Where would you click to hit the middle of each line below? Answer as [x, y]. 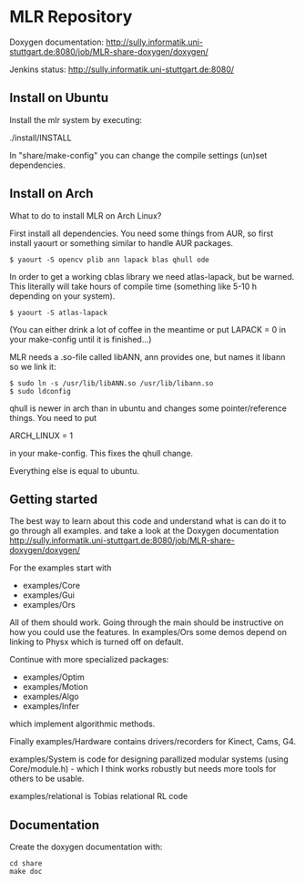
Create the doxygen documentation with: [86, 847]
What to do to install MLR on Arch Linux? [86, 215]
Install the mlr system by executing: [76, 119]
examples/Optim [53, 677]
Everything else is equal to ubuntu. [74, 470]
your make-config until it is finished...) [81, 339]
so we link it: [33, 366]
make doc [26, 872]
